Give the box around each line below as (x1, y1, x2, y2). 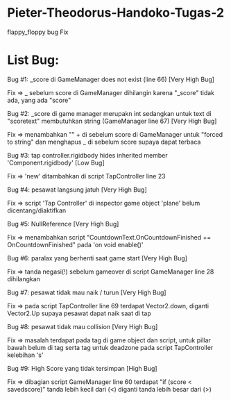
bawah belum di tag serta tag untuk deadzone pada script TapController (7, 343, 214, 351)
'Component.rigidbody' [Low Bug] (7, 158, 105, 167)
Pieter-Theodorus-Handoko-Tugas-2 (7, 5, 224, 21)
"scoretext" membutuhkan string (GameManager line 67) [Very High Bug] (7, 117, 217, 125)
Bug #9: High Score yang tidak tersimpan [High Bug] (7, 364, 157, 372)
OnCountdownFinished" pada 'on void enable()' (7, 240, 144, 249)
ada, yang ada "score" (7, 96, 71, 104)
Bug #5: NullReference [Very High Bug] (7, 219, 119, 228)
